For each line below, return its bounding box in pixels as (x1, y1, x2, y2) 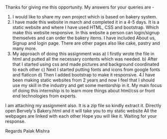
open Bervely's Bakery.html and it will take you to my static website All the (5, 108, 157, 114)
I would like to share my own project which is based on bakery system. (12, 14, 158, 19)
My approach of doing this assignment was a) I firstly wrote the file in (12, 51, 155, 57)
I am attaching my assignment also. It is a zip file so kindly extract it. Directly (5, 103, 162, 108)
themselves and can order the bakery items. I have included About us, (12, 35, 156, 41)
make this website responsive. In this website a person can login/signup (12, 30, 160, 35)
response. (5, 119, 26, 124)
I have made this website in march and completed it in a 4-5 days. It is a (12, 19, 160, 25)
